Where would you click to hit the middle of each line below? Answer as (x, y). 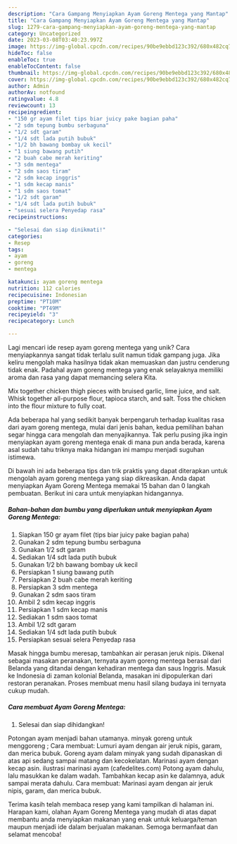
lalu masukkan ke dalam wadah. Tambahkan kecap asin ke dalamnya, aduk (116, 776)
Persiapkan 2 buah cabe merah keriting (75, 580)
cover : (18, 79)
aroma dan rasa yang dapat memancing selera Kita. (83, 377)
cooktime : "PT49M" (35, 308)
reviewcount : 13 (32, 106)
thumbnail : (24, 73)
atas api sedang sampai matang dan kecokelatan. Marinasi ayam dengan (113, 760)
